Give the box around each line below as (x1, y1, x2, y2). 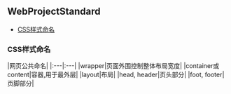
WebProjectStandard (7, 6, 101, 18)
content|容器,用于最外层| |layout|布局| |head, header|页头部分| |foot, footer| (7, 70, 225, 79)
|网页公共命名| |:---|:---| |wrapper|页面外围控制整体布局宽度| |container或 (7, 62, 220, 70)
